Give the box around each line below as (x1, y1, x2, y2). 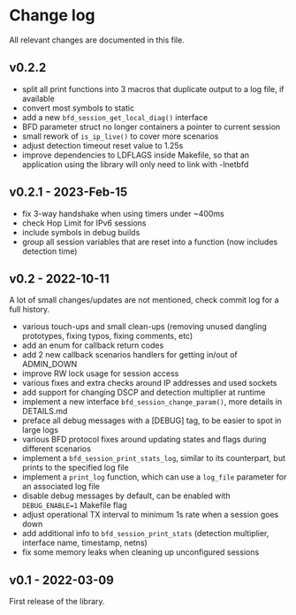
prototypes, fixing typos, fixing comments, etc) (21, 331, 194, 342)
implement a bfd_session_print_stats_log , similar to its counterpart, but (21, 453, 285, 464)
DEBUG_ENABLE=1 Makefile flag (21, 500, 128, 511)
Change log (9, 5, 95, 26)
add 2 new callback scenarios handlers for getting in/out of (21, 350, 239, 360)
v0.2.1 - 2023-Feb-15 (9, 185, 128, 200)
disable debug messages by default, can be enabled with (21, 490, 231, 501)
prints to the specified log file (21, 462, 130, 473)
